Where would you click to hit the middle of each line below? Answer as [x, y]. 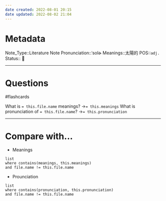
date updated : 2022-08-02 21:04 [38, 14]
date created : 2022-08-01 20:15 [38, 10]
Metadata [25, 39]
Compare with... [39, 136]
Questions [27, 83]
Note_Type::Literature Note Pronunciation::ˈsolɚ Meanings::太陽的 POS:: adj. [82, 53]
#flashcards [17, 97]
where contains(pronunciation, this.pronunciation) [59, 190]
